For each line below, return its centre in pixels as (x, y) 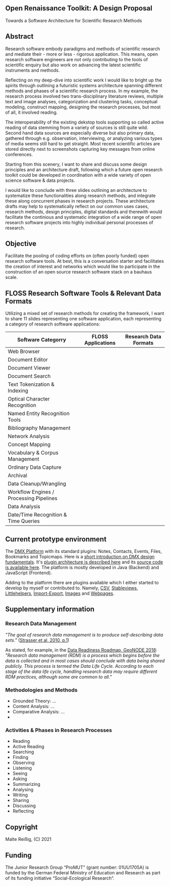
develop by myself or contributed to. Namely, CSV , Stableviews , (72, 588)
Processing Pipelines (33, 498)
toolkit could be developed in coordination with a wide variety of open (78, 175)
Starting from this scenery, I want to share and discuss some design (76, 164)
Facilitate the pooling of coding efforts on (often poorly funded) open (77, 256)
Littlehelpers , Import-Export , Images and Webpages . (60, 593)
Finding (20, 757)
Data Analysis (24, 507)
